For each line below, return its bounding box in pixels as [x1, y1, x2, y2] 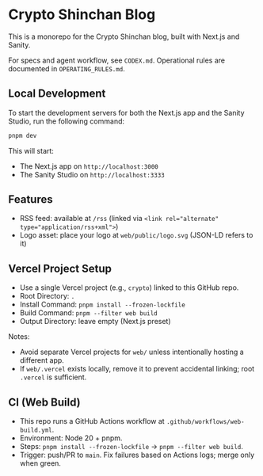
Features [8, 192, 53, 207]
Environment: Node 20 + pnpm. [19, 433, 123, 443]
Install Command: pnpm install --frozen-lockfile [19, 299, 186, 310]
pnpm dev [8, 131, 37, 139]
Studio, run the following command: [8, 116, 125, 126]
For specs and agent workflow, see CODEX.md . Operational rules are [8, 55, 226, 65]
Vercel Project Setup [8, 261, 112, 275]
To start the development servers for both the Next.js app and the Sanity [8, 108, 245, 117]
